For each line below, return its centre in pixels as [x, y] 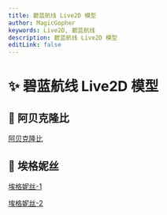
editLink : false [35, 45]
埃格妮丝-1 [25, 186]
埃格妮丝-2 [26, 203]
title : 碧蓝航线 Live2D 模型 [52, 15]
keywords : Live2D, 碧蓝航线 [52, 30]
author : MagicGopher [42, 23]
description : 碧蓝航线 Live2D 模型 [63, 38]
